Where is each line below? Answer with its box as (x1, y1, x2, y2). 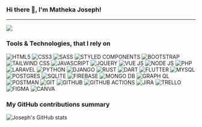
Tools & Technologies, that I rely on (6, 39, 111, 48)
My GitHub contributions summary (6, 100, 110, 108)
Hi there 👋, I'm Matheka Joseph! (6, 5, 102, 14)
